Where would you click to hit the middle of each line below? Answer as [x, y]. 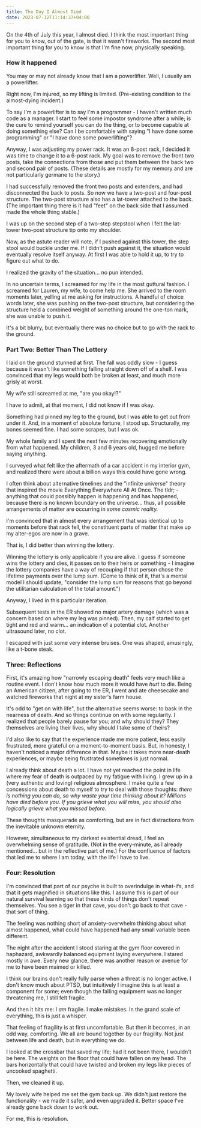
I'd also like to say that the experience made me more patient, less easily [96, 739]
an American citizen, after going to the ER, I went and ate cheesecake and [97, 691]
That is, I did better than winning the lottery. [60, 545]
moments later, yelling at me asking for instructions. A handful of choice [95, 297]
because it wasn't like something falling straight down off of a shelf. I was [97, 369]
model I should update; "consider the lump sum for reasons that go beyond [99, 582]
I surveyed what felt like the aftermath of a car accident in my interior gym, [98, 466]
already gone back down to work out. [52, 1107]
